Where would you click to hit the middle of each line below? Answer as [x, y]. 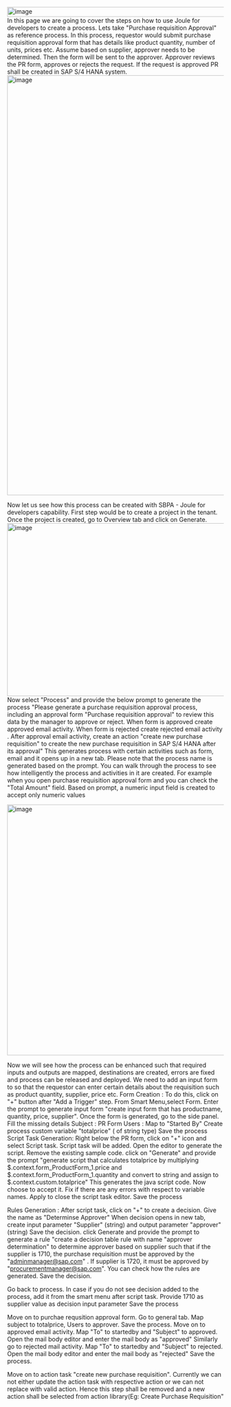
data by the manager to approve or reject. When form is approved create [110, 722]
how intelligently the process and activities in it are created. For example [110, 773]
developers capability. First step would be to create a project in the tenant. [112, 512]
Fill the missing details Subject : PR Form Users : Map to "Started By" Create [115, 1123]
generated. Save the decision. [49, 1276]
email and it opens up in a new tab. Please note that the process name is [110, 758]
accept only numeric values [46, 795]
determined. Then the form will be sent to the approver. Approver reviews [111, 57]
